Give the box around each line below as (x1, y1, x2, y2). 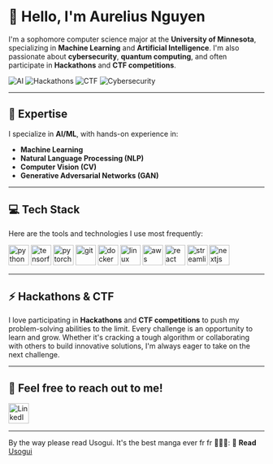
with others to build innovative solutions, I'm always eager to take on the (8, 341, 250, 351)
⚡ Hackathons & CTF (8, 289, 115, 304)
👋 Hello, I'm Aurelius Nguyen (8, 7, 206, 26)
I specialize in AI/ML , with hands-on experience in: (8, 129, 179, 138)
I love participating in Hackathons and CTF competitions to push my (8, 315, 240, 325)
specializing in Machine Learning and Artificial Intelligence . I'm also (8, 42, 240, 52)
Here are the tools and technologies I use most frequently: (8, 228, 203, 239)
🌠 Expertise (8, 107, 68, 121)
